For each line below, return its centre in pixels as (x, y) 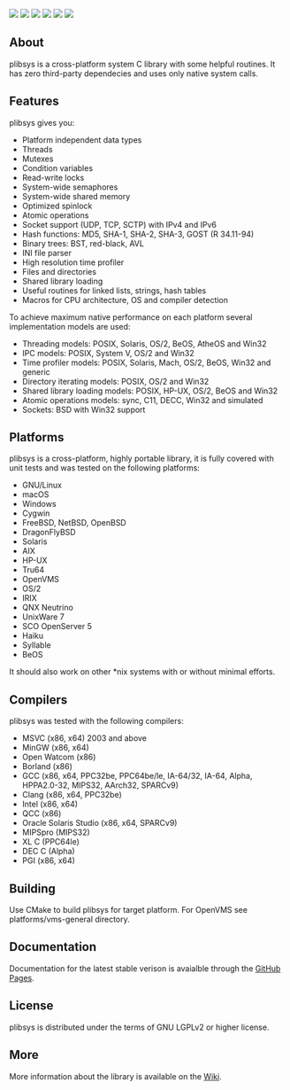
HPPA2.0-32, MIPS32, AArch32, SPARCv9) (100, 785)
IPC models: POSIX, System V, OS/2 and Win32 (108, 353)
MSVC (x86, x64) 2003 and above (84, 738)
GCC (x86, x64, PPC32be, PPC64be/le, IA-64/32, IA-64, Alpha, (137, 776)
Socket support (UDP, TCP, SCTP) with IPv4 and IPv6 (119, 224)
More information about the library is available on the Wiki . (116, 1076)
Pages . (22, 977)
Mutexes (38, 159)
